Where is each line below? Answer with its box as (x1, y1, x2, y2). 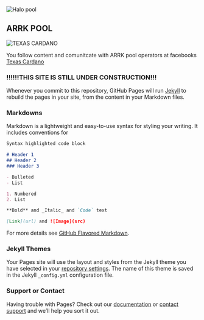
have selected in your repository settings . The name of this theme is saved (6, 265, 194, 272)
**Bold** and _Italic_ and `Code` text (6, 207, 108, 213)
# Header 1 (6, 152, 34, 158)
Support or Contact (6, 286, 65, 295)
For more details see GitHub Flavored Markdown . (6, 229, 130, 237)
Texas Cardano (6, 58, 44, 65)
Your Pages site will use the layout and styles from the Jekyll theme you (6, 258, 187, 266)
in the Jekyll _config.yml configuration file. (6, 271, 114, 279)
